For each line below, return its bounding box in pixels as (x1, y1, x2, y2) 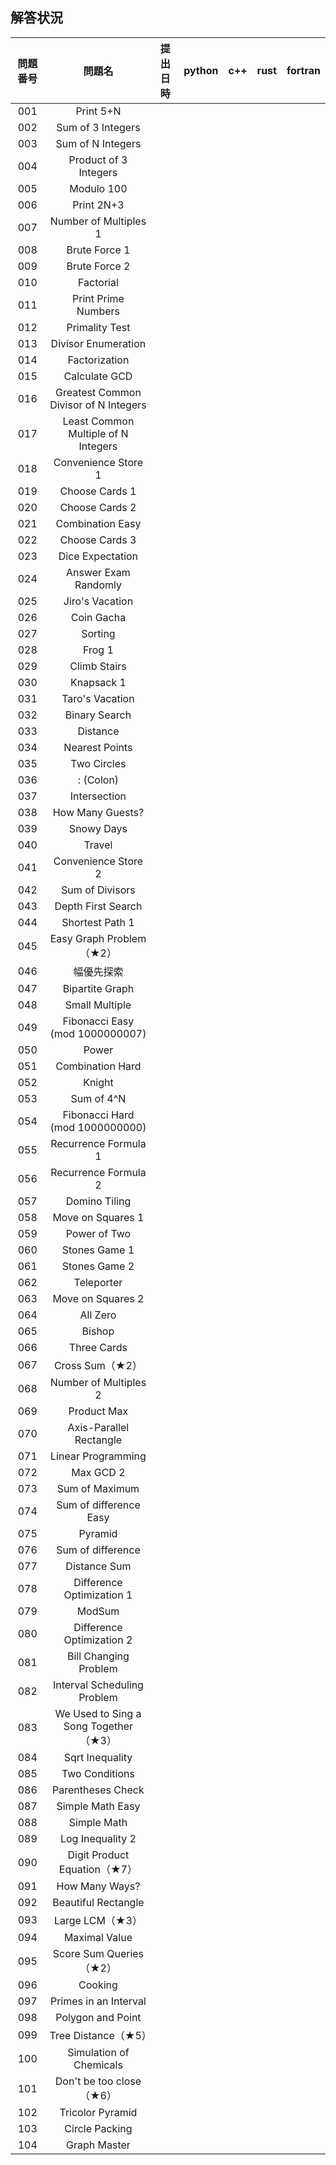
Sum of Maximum (56, 1481, 140, 1495)
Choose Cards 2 (59, 500, 137, 514)
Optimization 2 (63, 1633, 133, 1647)
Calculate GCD (63, 369, 133, 383)
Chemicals (73, 2058, 123, 2072)
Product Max (68, 1404, 129, 1418)
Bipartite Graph (62, 981, 135, 995)
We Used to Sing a (54, 1706, 142, 1720)
